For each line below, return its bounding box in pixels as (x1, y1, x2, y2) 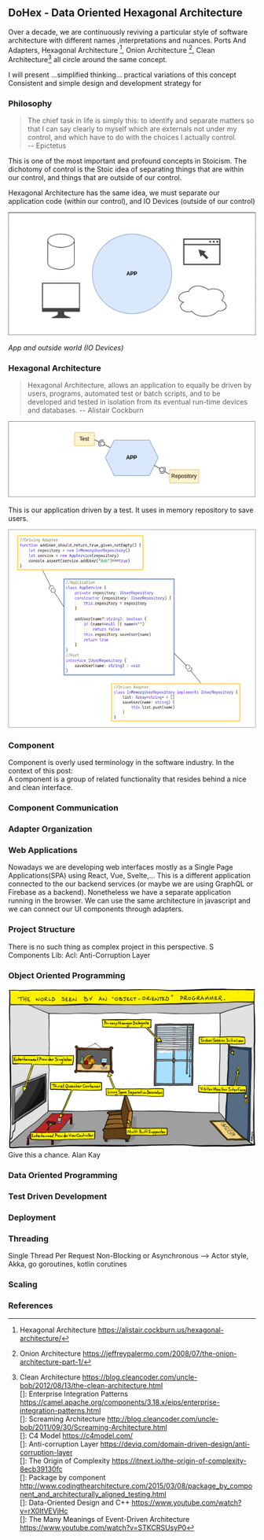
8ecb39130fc (19, 1464, 63, 1474)
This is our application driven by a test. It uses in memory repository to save (8, 505, 254, 515)
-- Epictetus (27, 141, 67, 150)
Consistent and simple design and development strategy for (8, 79, 202, 88)
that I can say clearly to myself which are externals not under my (27, 124, 237, 134)
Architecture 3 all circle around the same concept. (8, 54, 167, 65)
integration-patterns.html (19, 1406, 101, 1416)
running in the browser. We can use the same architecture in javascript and (8, 896, 251, 906)
